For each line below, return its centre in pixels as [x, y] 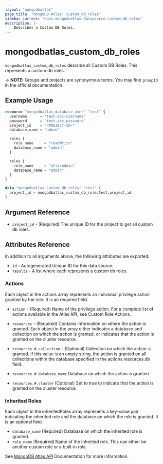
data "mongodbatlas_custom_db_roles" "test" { [53, 188]
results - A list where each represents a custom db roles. [70, 271]
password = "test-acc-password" [48, 121]
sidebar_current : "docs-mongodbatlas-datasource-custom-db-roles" [74, 19]
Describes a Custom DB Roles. [45, 28]
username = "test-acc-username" [48, 116]
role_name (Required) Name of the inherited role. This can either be [79, 442]
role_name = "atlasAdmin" [45, 166]
